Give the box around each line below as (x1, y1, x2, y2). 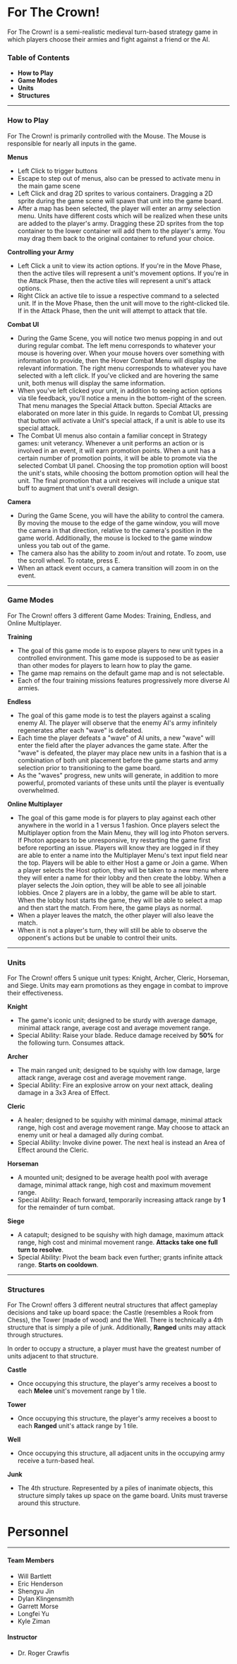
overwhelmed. (17, 786, 60, 794)
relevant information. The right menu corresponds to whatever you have (17, 364, 227, 372)
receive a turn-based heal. (17, 1456, 95, 1465)
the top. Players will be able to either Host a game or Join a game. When (17, 858, 228, 867)
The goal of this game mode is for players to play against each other (17, 813, 217, 822)
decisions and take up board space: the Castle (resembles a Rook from (7, 1308, 214, 1317)
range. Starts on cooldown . (17, 1261, 99, 1269)
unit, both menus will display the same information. (17, 378, 166, 387)
